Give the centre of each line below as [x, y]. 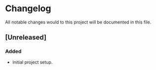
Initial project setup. [32, 62]
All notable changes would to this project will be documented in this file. [78, 22]
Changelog [28, 9]
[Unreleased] [26, 37]
